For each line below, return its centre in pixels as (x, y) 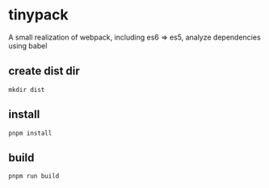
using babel (28, 45)
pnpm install (30, 133)
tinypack (38, 15)
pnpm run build (34, 176)
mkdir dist (27, 90)
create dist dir (44, 71)
